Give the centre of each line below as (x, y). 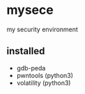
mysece (30, 10)
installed (26, 51)
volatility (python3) (44, 83)
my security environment (42, 29)
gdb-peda (31, 68)
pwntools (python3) (45, 75)
